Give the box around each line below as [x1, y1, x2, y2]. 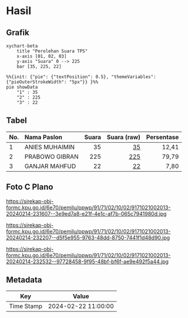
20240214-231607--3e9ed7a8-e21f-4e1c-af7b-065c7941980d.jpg [6, 210, 167, 217]
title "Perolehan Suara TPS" [16, 48, 88, 54]
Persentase [146, 133, 179, 141]
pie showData [6, 84, 38, 90]
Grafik [6, 28, 29, 38]
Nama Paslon [24, 133, 63, 141]
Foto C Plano [6, 182, 53, 192]
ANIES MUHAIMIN [24, 143, 75, 151]
